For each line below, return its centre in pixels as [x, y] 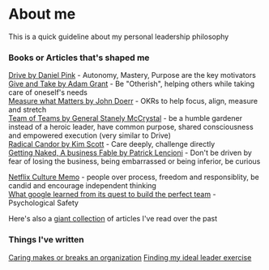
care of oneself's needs [48, 92]
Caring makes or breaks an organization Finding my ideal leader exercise [130, 257]
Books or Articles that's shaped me [79, 58]
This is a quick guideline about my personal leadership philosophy [119, 36]
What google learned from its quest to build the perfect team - [112, 195]
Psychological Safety [44, 203]
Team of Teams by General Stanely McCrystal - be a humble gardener [126, 118]
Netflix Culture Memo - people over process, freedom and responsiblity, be [134, 177]
